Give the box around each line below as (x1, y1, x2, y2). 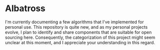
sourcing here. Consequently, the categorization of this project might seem (5, 34, 156, 40)
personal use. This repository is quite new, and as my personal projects (5, 24, 148, 30)
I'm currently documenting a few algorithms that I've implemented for (5, 19, 144, 25)
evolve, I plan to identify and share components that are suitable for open (5, 29, 152, 35)
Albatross (5, 3, 46, 14)
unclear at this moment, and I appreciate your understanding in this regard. (5, 39, 155, 45)
